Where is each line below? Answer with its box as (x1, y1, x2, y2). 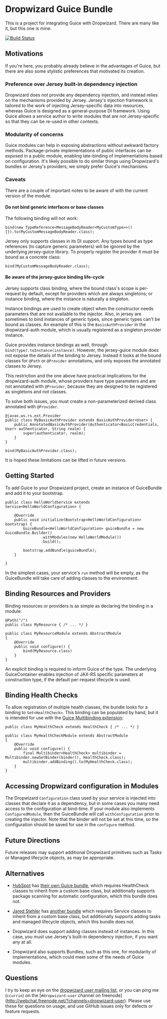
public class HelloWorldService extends (5, 500, 91, 505)
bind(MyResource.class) (23, 648, 72, 653)
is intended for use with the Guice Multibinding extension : (5, 715, 124, 721)
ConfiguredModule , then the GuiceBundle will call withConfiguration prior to (5, 811, 160, 817)
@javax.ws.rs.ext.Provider (5, 413, 61, 418)
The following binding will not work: (5, 215, 78, 221)
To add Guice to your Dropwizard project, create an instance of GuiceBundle (5, 485, 162, 491)
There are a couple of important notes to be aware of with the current (5, 187, 148, 193)
